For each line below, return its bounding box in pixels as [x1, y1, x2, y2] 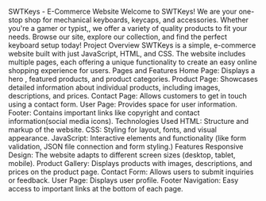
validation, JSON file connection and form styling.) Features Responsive [8, 142, 244, 151]
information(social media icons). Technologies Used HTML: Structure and [8, 117, 249, 126]
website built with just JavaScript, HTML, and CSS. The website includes [8, 49, 246, 58]
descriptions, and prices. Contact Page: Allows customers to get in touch [8, 91, 248, 100]
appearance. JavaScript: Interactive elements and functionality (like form [8, 133, 247, 142]
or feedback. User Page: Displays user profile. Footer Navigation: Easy [8, 176, 239, 185]
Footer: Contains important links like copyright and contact [8, 108, 200, 118]
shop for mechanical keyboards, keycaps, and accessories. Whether [24, 15, 249, 25]
